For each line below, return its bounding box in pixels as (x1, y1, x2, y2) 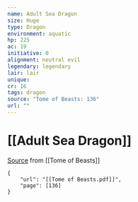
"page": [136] (20, 182, 62, 189)
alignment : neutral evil (7, 57, 81, 64)
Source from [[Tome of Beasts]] (7, 156, 100, 165)
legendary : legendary (7, 63, 71, 70)
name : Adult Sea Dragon (7, 10, 78, 18)
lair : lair (7, 69, 40, 76)
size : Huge (7, 17, 40, 24)
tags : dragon (7, 89, 46, 96)
